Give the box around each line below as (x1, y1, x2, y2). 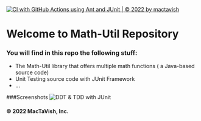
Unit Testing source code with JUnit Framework (15, 75, 135, 83)
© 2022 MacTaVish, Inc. (6, 108, 69, 115)
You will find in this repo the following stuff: (6, 49, 138, 57)
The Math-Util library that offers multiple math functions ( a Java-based (15, 63, 195, 70)
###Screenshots (6, 94, 49, 101)
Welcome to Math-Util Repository (6, 27, 179, 41)
